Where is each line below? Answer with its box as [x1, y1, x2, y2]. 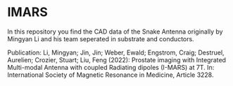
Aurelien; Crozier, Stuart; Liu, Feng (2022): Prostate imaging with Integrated [7, 55, 227, 64]
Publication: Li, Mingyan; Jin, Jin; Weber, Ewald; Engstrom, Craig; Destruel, [7, 48, 225, 57]
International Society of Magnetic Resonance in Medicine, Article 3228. [7, 71, 214, 79]
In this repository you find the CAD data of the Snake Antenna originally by [7, 27, 223, 36]
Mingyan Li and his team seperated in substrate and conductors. [7, 34, 195, 43]
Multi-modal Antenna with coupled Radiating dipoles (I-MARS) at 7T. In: [7, 63, 215, 71]
